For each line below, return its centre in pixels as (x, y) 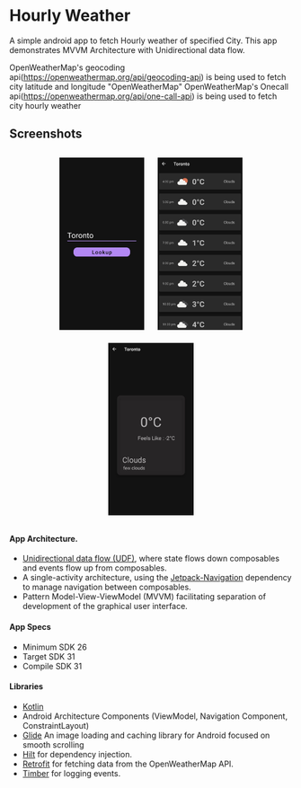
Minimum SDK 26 (54, 647)
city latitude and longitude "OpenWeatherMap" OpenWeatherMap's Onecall (149, 86)
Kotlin (33, 706)
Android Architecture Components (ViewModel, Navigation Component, (155, 716)
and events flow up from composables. (95, 568)
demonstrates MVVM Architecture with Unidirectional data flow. (127, 49)
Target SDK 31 (49, 656)
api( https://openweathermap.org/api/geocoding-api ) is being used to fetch (148, 76)
